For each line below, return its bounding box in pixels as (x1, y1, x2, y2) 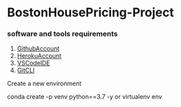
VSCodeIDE (16, 59, 51, 67)
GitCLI (16, 66, 36, 74)
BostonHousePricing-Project (7, 5, 174, 20)
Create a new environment (7, 80, 82, 88)
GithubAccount (16, 44, 60, 52)
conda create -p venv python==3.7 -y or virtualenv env (7, 93, 163, 101)
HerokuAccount (16, 52, 61, 60)
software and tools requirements (7, 29, 118, 39)
